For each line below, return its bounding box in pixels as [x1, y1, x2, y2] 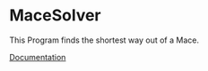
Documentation [9, 51, 66, 62]
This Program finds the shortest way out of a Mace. [9, 35, 200, 45]
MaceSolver [9, 5, 101, 26]
